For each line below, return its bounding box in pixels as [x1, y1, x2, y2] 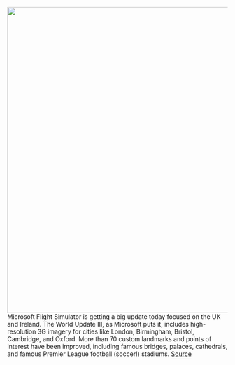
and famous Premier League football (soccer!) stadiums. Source [7, 350, 192, 358]
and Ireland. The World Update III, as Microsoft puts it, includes [7, 320, 189, 328]
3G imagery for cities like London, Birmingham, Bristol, [37, 327, 194, 336]
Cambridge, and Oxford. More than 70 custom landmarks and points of [7, 335, 212, 343]
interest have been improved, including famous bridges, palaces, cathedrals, [7, 343, 228, 350]
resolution [7, 327, 36, 336]
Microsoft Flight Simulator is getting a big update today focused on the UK [7, 313, 221, 321]
